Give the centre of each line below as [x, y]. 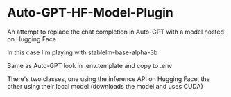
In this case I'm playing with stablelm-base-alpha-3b [83, 52]
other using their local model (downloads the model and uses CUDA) [105, 86]
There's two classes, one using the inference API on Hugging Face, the [109, 79]
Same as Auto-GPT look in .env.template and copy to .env [90, 65]
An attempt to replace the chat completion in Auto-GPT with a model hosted [115, 32]
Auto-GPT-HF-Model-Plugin [90, 13]
